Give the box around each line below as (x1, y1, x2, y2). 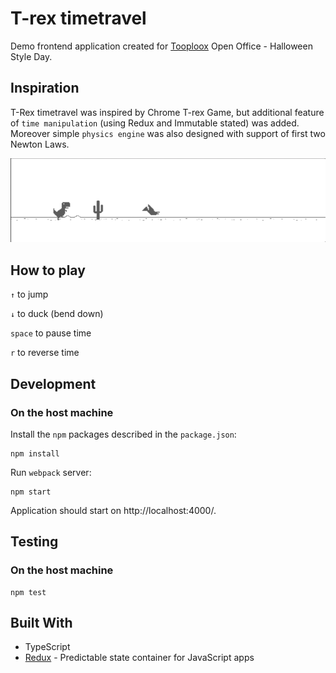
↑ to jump (10, 288, 49, 301)
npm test (10, 587, 47, 597)
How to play (10, 262, 86, 279)
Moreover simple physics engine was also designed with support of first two (10, 127, 326, 139)
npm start (10, 487, 52, 497)
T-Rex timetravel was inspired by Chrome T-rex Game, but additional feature (10, 106, 325, 118)
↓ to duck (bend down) (10, 308, 104, 320)
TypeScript (24, 641, 71, 653)
